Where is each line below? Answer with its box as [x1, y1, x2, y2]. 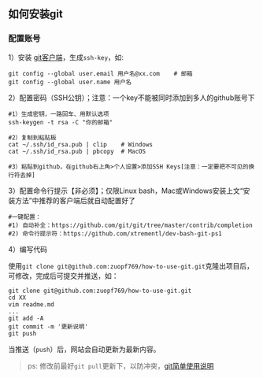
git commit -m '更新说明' [8, 322, 89, 331]
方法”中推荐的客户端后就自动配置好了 [14, 195, 136, 205]
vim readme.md [8, 300, 55, 309]
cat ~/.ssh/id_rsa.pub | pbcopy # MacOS [8, 147, 146, 155]
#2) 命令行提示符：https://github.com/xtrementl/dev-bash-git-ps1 [8, 229, 223, 238]
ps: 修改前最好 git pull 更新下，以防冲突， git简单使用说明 [27, 361, 214, 370]
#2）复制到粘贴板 [8, 133, 57, 142]
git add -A [8, 314, 44, 322]
